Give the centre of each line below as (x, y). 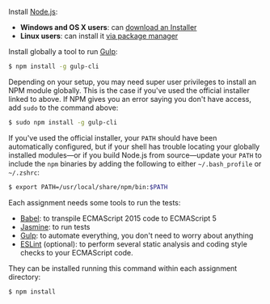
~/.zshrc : (24, 172)
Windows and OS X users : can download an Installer (108, 27)
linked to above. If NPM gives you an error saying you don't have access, (130, 99)
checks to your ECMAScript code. (76, 252)
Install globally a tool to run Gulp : (63, 51)
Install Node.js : (33, 12)
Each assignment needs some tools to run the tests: (95, 202)
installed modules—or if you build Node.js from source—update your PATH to (135, 155)
